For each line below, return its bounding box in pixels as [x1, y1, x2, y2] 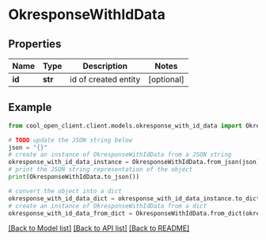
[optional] [147, 74, 184, 85]
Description [82, 61, 128, 71]
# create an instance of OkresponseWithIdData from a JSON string [8, 150, 232, 159]
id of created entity [70, 74, 141, 85]
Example [8, 101, 52, 114]
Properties [8, 37, 62, 51]
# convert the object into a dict [8, 187, 123, 195]
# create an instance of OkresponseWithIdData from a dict [8, 202, 207, 210]
